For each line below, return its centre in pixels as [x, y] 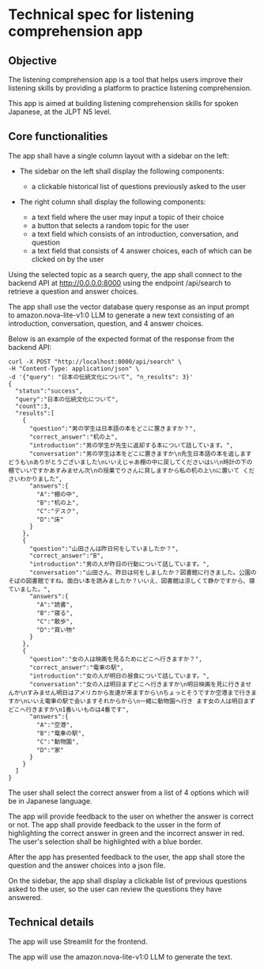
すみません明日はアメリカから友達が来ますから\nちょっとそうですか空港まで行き [139, 693]
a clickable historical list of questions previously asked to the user [139, 186]
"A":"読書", [55, 604]
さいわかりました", [36, 479]
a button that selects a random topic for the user [110, 225]
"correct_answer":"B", [66, 556]
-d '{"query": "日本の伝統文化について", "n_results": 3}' [101, 377]
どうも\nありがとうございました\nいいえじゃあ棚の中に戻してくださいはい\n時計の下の [130, 462]
